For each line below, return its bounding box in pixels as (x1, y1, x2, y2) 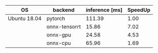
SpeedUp (127, 7, 150, 13)
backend (52, 7, 75, 13)
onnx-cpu (46, 40, 71, 46)
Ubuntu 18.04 (8, 15, 42, 22)
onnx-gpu (46, 31, 71, 38)
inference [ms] (86, 7, 123, 13)
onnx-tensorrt (46, 23, 81, 30)
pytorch (46, 15, 65, 22)
